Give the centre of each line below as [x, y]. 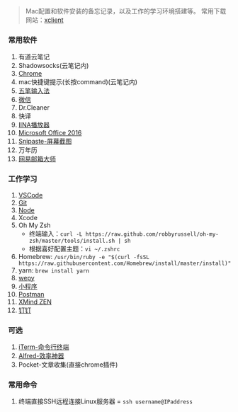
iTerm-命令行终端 [44, 347]
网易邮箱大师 [37, 159]
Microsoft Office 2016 [50, 133]
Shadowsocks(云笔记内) [53, 66]
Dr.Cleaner [34, 108]
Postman [31, 294]
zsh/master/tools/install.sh [72, 241]
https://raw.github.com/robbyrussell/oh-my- [152, 234]
